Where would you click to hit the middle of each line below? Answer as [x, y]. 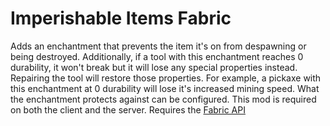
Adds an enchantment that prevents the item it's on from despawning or [158, 46]
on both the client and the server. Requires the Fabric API [128, 109]
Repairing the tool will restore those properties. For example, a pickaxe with [166, 78]
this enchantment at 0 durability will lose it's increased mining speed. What [165, 88]
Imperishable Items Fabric [121, 18]
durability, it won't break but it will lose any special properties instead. [154, 67]
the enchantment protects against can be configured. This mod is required [163, 99]
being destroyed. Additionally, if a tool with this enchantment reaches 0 [157, 56]
